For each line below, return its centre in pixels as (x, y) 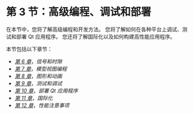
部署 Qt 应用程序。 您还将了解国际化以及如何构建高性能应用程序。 (96, 36)
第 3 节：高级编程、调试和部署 (79, 12)
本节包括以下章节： (29, 49)
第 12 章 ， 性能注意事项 (42, 105)
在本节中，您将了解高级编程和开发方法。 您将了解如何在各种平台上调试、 (94, 29)
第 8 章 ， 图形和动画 (38, 76)
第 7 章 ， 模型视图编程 (41, 68)
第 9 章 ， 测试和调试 (38, 83)
